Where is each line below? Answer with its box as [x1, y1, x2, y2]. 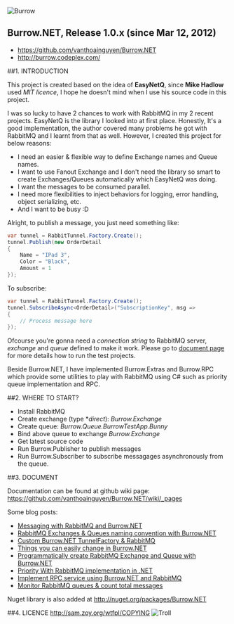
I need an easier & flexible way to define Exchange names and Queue [17, 152, 218, 161]
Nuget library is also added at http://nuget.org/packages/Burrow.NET [7, 595, 207, 604]
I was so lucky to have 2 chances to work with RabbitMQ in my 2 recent [7, 109, 214, 117]
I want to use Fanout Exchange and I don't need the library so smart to [17, 167, 221, 176]
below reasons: [7, 139, 52, 147]
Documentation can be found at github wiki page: [7, 487, 150, 495]
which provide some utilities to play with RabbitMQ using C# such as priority [7, 373, 228, 381]
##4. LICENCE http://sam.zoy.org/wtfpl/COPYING [7, 609, 151, 617]
